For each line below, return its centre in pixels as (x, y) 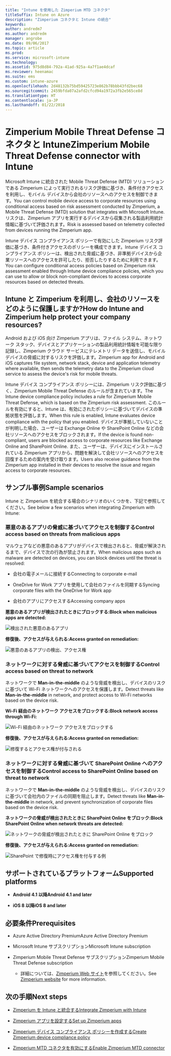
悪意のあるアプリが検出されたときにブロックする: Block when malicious (81, 612)
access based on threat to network (49, 671)
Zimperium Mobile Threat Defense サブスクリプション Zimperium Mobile (88, 957)
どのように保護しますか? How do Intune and (75, 309)
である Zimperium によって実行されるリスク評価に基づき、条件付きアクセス (84, 188)
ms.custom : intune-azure (32, 81)
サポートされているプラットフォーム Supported (80, 873)
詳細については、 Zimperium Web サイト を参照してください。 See (88, 974)
